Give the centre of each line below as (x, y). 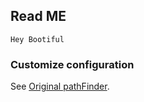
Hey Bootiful (37, 39)
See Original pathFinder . (60, 86)
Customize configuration (72, 64)
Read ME (38, 16)
